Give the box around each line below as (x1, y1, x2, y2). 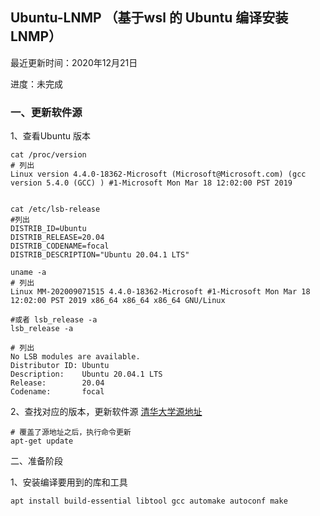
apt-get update (10, 436, 74, 447)
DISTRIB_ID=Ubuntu (10, 224, 87, 234)
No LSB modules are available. (10, 352, 141, 362)
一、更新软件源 (10, 105, 83, 119)
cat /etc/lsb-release (10, 204, 101, 215)
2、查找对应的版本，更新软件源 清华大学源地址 (10, 406, 203, 418)
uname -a (10, 268, 47, 278)
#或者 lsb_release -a (10, 315, 98, 325)
